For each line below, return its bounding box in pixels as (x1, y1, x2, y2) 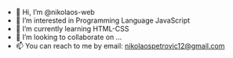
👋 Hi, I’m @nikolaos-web (15, 8, 96, 16)
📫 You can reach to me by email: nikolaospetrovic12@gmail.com (15, 42, 225, 50)
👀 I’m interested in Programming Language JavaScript (15, 16, 191, 25)
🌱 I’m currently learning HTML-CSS (15, 24, 129, 33)
